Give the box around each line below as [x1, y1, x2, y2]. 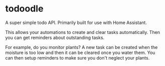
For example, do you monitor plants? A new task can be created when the [5, 44, 158, 50]
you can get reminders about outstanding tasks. [5, 34, 105, 40]
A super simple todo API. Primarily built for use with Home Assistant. [5, 19, 147, 25]
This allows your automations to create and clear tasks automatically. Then [5, 29, 160, 35]
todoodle [5, 3, 44, 14]
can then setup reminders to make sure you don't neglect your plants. [5, 54, 150, 60]
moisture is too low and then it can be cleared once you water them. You [5, 49, 155, 55]
